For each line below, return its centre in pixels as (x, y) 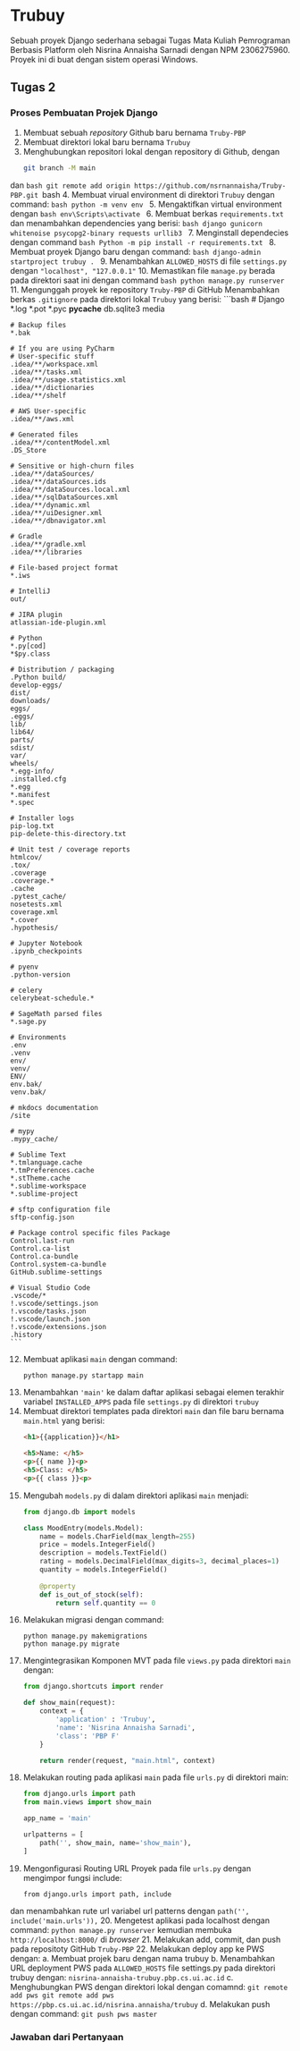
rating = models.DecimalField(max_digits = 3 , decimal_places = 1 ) (160, 1562)
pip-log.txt (32, 826)
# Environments (38, 1037)
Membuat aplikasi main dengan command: (100, 1359)
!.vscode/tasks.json (49, 1311)
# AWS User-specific (49, 411)
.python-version (40, 975)
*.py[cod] (29, 646)
